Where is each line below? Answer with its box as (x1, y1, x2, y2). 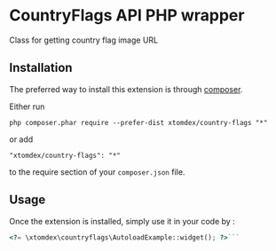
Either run (9, 101, 45, 112)
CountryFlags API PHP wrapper (9, 5, 245, 26)
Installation (9, 60, 73, 75)
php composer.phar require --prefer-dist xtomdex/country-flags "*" (9, 118, 268, 127)
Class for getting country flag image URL (9, 35, 158, 45)
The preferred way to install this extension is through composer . (9, 83, 243, 94)
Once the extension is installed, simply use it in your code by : (9, 216, 235, 226)
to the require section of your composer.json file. (9, 166, 185, 177)
